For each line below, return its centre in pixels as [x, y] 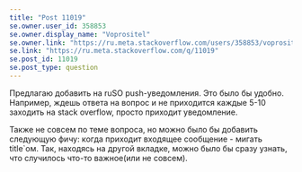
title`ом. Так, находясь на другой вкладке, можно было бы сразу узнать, [148, 148]
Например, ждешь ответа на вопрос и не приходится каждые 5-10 [138, 102]
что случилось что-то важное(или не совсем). [99, 158]
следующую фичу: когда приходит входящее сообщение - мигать [136, 139]
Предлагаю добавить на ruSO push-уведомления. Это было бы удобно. [147, 93]
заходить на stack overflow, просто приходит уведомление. [124, 112]
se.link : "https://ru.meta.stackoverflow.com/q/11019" [114, 51]
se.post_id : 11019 [44, 59]
